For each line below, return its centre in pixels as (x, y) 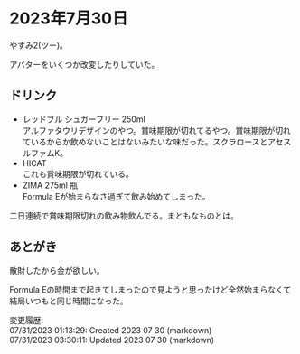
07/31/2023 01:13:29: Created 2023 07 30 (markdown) (111, 330)
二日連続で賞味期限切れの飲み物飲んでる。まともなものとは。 (124, 215)
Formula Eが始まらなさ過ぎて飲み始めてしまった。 (116, 196)
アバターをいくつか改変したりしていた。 (84, 64)
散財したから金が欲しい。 (57, 270)
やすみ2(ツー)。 (38, 45)
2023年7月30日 (69, 19)
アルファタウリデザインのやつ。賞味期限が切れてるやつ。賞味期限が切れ (157, 130)
